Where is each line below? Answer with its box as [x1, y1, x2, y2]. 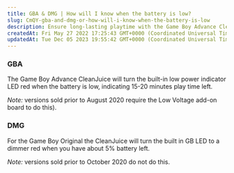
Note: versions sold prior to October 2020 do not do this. [7, 158, 171, 166]
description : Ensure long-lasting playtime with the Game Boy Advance [7, 23, 217, 30]
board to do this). [7, 103, 57, 112]
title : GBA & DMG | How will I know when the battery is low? [7, 10, 192, 17]
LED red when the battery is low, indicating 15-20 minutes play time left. [7, 82, 213, 91]
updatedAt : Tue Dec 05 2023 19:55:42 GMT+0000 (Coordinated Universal [7, 36, 217, 43]
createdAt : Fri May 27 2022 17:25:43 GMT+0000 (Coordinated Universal [7, 29, 217, 37]
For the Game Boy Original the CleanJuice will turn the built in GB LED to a [7, 137, 220, 145]
